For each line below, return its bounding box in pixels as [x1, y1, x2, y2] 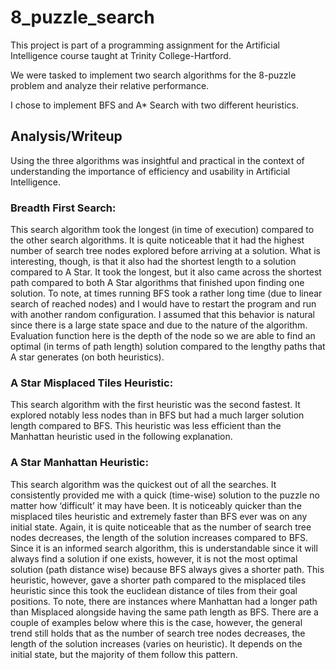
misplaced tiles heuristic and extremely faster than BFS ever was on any [10, 510, 308, 522]
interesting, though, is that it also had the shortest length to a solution [10, 256, 297, 268]
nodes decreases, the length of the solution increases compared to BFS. [10, 531, 309, 543]
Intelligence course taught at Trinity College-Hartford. [10, 49, 232, 61]
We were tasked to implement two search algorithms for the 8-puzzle [10, 69, 297, 81]
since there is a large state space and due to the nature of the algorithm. [10, 319, 308, 331]
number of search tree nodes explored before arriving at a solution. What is [10, 245, 321, 257]
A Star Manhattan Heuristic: [10, 456, 149, 470]
